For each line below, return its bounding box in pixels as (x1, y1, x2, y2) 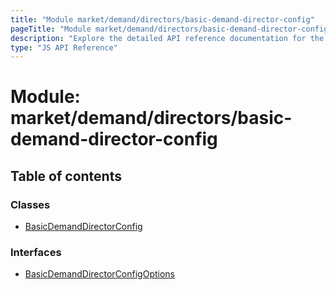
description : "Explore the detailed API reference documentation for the (10, 33, 325, 43)
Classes (10, 197, 51, 211)
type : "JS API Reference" (10, 42, 118, 53)
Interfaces (10, 246, 62, 260)
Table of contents (10, 167, 122, 185)
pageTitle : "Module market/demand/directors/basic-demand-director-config (10, 24, 329, 34)
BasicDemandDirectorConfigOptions (24, 268, 175, 280)
